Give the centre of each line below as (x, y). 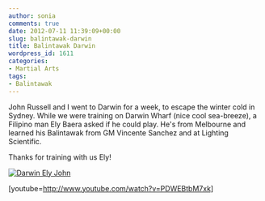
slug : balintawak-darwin (50, 38)
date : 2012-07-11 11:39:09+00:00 (65, 31)
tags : (17, 76)
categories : (28, 62)
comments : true (34, 24)
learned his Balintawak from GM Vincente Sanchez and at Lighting (118, 133)
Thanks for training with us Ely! (60, 157)
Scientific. (25, 141)
